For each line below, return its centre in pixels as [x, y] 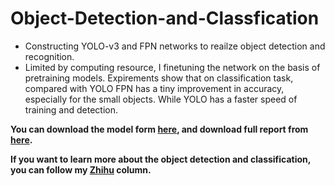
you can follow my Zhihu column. [81, 169]
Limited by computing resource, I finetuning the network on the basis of [172, 67]
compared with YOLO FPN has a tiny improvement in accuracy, [154, 88]
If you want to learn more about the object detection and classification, [161, 159]
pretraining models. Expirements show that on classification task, [159, 78]
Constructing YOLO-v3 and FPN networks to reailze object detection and [175, 46]
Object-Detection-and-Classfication [165, 18]
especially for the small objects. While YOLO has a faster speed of [161, 99]
